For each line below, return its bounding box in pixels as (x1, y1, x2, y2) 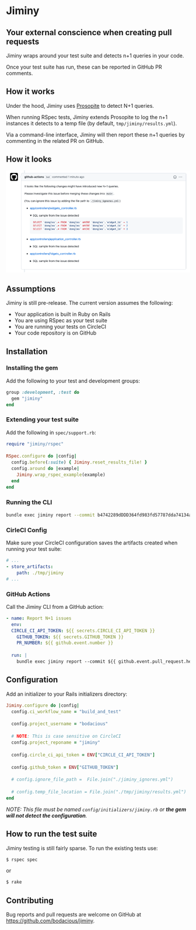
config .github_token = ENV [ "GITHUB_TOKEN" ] (11, 764, 118, 770)
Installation (6, 346, 48, 356)
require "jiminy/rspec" (6, 441, 64, 447)
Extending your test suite (6, 415, 79, 424)
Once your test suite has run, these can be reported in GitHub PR (6, 63, 162, 70)
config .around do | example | (11, 466, 80, 472)
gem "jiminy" (11, 396, 43, 401)
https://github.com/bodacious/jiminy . (6, 917, 95, 924)
